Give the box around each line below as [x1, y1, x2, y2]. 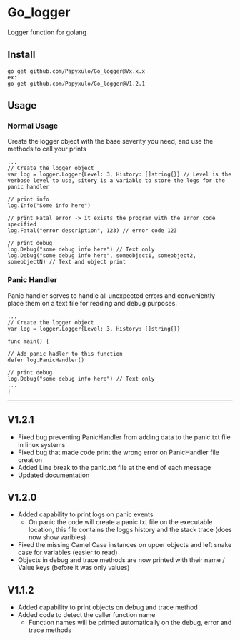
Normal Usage [7, 121, 59, 131]
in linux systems [17, 440, 66, 449]
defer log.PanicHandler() [7, 356, 84, 364]
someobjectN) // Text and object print [7, 259, 126, 266]
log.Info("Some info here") [7, 202, 91, 209]
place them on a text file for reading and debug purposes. [7, 299, 177, 307]
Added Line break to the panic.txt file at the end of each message [17, 463, 211, 471]
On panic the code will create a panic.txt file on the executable [28, 518, 213, 526]
